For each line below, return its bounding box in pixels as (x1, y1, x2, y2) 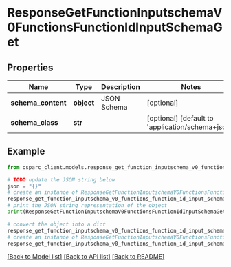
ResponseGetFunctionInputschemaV (7, 5, 223, 21)
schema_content (10, 98, 67, 108)
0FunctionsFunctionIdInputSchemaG (7, 19, 223, 35)
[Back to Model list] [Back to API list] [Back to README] (7, 253, 165, 261)
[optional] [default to (146, 114, 214, 123)
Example (7, 146, 45, 157)
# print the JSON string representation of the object (7, 202, 168, 209)
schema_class (10, 118, 58, 127)
